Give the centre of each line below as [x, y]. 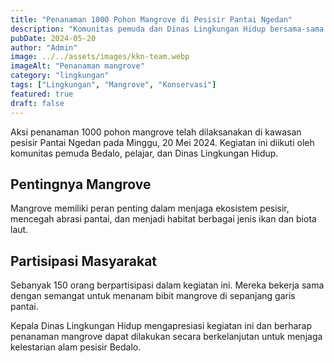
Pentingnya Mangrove [81, 184]
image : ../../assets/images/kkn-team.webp [100, 57]
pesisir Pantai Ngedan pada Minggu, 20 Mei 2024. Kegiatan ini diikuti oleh [162, 142]
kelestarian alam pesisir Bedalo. [76, 347]
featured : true [42, 94]
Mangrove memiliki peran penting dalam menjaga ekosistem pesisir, [150, 208]
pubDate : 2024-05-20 [53, 38]
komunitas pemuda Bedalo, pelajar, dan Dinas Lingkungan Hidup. [144, 153]
